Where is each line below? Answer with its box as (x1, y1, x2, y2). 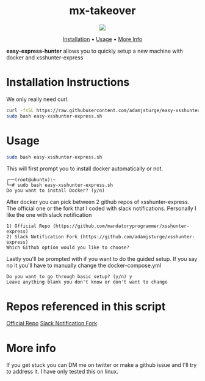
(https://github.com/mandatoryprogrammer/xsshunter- (52, 223, 190, 230)
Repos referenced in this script (6, 300, 166, 313)
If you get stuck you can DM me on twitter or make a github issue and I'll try (6, 361, 197, 369)
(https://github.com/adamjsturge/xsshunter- (80, 234, 195, 240)
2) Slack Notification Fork (6, 234, 78, 240)
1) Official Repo (6, 223, 51, 230)
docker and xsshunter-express (6, 53, 84, 61)
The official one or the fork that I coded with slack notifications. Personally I (6, 205, 196, 212)
